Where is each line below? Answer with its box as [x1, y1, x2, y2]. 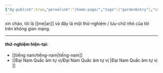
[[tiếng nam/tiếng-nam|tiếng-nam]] [12, 52, 83, 58]
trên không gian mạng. [5, 25, 50, 32]
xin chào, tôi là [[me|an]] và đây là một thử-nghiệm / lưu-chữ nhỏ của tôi [5, 20, 149, 26]
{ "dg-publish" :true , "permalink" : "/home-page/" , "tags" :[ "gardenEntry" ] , [5, 7, 153, 12]
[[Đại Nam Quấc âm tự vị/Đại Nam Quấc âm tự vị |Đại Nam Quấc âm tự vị [12, 57, 158, 63]
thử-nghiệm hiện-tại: [5, 41, 49, 47]
